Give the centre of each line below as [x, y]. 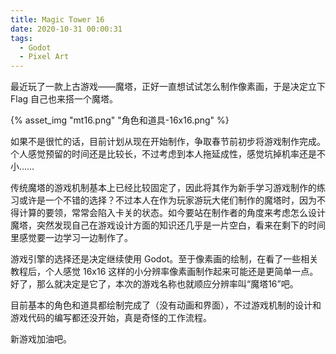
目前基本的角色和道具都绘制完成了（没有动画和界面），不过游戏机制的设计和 [166, 305]
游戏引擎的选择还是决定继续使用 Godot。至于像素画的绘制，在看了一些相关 [164, 259]
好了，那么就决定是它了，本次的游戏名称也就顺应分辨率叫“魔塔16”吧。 [154, 284]
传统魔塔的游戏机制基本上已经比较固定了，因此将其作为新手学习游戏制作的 [163, 188]
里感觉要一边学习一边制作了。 [71, 238]
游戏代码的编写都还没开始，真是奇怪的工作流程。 [111, 318]
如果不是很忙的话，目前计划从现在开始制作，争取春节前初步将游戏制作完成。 [168, 142]
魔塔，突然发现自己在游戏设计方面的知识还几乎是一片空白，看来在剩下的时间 [168, 225]
